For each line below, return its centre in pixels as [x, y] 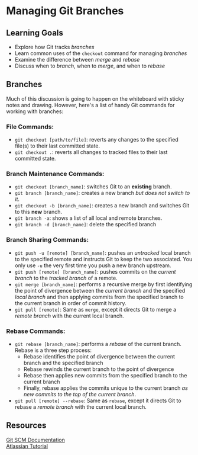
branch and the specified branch [63, 363]
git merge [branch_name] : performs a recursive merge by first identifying [103, 284]
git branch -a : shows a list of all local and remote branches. [88, 218]
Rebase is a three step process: [53, 350]
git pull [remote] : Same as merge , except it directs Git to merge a [95, 309]
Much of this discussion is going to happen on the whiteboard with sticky [95, 98]
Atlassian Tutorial [27, 446]
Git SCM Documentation [35, 440]
